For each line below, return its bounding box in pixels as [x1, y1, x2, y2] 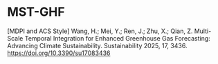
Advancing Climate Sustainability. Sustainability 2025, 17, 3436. [7, 41, 188, 50]
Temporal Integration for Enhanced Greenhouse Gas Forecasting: [24, 34, 211, 42]
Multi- [194, 27, 212, 35]
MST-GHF [7, 4, 65, 20]
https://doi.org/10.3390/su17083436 [7, 49, 111, 57]
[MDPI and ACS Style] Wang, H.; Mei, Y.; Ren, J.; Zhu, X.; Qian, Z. [7, 27, 193, 35]
